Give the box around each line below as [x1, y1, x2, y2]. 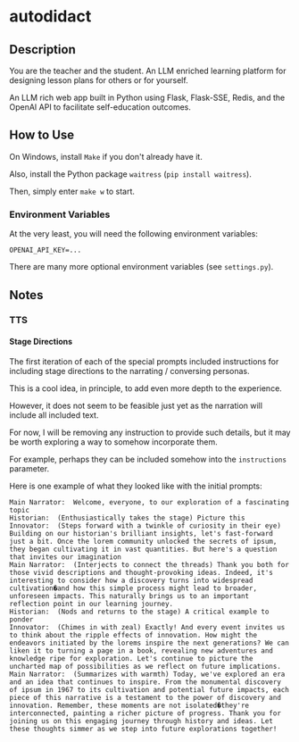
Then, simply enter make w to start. [9, 186, 136, 196]
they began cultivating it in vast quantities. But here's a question [9, 545, 278, 554]
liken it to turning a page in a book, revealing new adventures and [9, 646, 274, 655]
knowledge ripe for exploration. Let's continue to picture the [9, 654, 253, 663]
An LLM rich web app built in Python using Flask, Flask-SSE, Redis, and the [9, 92, 286, 103]
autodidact [9, 6, 92, 27]
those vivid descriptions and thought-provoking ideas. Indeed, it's [9, 568, 274, 577]
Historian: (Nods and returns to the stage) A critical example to [9, 607, 270, 616]
